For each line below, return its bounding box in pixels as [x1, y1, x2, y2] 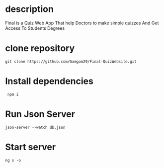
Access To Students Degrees [5, 25, 65, 31]
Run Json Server [5, 108, 76, 120]
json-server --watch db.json [5, 125, 66, 130]
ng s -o [5, 158, 21, 163]
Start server [5, 141, 56, 153]
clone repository [5, 43, 75, 54]
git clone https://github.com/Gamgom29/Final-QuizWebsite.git [5, 59, 137, 64]
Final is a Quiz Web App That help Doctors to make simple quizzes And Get [5, 20, 159, 26]
